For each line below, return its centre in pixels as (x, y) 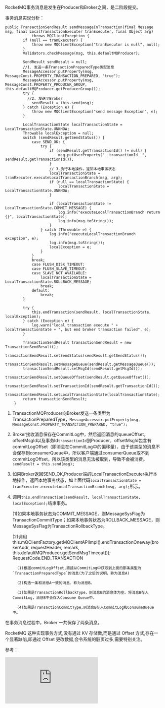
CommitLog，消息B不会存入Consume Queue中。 (54, 598)
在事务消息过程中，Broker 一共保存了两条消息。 (54, 622)
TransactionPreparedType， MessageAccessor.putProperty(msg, (76, 419)
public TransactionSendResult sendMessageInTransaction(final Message (79, 27)
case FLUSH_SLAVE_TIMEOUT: (59, 269)
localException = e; (70, 247)
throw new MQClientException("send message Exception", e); (95, 112)
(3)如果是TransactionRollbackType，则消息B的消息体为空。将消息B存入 (83, 592)
